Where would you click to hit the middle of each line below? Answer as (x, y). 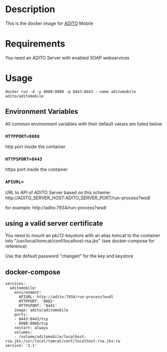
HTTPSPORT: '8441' (38, 306)
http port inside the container (35, 146)
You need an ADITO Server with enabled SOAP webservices (67, 58)
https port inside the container (36, 169)
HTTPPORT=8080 (22, 136)
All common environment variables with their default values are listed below (84, 124)
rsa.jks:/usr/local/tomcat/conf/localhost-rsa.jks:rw (63, 341)
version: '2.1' (21, 346)
